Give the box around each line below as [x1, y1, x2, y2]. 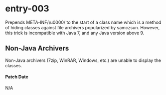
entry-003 [5, 3, 49, 14]
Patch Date [5, 74, 28, 80]
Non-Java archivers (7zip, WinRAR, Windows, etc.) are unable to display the [5, 57, 161, 63]
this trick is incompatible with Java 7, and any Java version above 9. [5, 30, 145, 36]
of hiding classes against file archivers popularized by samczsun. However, [5, 24, 160, 30]
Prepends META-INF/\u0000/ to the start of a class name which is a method [5, 19, 162, 25]
